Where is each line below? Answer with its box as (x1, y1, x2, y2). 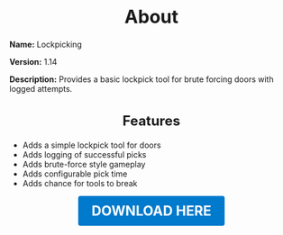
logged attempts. (9, 84, 73, 95)
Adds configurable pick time (22, 168, 128, 179)
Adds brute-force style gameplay (22, 158, 146, 169)
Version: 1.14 (9, 57, 58, 68)
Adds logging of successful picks (22, 149, 147, 159)
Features (122, 112, 181, 130)
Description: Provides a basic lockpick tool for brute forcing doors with (9, 74, 274, 85)
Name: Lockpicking (9, 39, 83, 50)
